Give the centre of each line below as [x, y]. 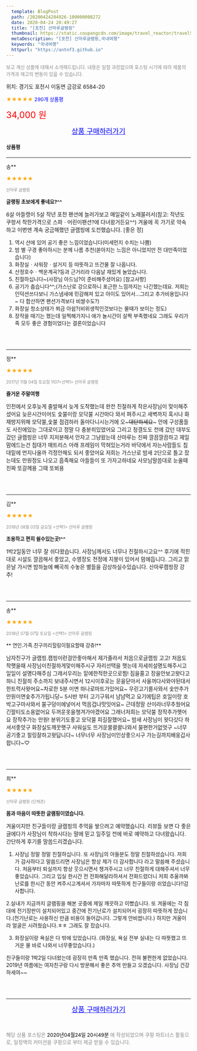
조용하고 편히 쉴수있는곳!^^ [36, 539]
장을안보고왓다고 [170, 673]
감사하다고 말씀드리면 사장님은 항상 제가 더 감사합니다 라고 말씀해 [95, 861]
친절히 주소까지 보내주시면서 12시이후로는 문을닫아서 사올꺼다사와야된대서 [104, 681]
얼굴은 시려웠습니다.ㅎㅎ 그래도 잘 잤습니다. [62, 925]
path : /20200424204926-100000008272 [56, 17]
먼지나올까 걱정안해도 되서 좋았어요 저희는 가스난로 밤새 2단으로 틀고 [103, 452]
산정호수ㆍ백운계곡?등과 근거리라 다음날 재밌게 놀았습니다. [81, 271]
